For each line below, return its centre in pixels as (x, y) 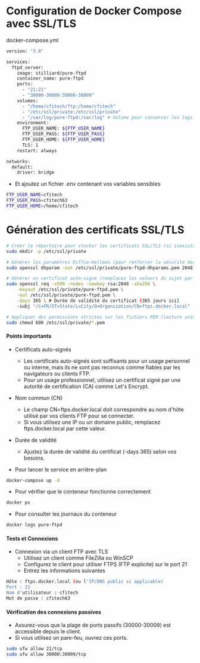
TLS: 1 (30, 145)
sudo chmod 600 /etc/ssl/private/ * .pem (56, 323)
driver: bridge (36, 172)
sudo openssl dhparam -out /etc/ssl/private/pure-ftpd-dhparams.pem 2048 (100, 268)
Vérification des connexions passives (54, 612)
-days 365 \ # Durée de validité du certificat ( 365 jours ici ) (98, 300)
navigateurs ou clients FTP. (57, 374)
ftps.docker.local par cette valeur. (65, 428)
